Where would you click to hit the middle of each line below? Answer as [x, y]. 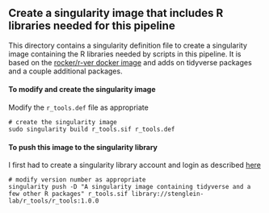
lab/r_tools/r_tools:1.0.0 [54, 201]
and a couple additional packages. [65, 71]
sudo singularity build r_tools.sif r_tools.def [92, 129]
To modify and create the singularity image [82, 90]
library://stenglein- [168, 194]
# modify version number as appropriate [78, 180]
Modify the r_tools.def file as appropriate [79, 107]
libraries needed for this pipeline [92, 26]
